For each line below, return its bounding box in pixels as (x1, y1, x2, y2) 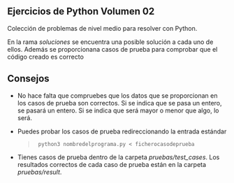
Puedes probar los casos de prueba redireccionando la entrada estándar (17, 127, 227, 136)
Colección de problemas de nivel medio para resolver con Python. (7, 24, 198, 32)
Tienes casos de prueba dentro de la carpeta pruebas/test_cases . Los (17, 153, 220, 161)
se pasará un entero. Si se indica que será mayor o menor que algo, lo (17, 106, 219, 115)
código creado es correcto (7, 52, 84, 61)
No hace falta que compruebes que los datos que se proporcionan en (17, 91, 218, 100)
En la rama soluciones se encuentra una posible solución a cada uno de (7, 38, 214, 46)
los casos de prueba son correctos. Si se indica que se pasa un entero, (17, 98, 222, 107)
